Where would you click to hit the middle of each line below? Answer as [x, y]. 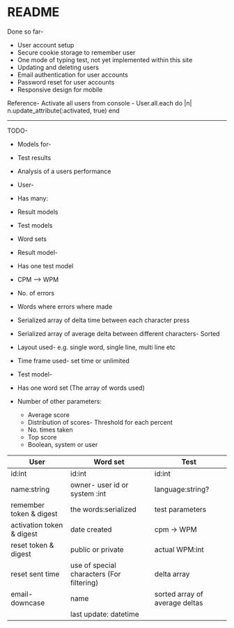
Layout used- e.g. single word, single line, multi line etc [96, 347]
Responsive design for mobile [60, 89]
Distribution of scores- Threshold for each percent [100, 422]
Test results [34, 157]
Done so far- [25, 31]
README [33, 12]
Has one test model [45, 265]
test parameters [180, 509]
